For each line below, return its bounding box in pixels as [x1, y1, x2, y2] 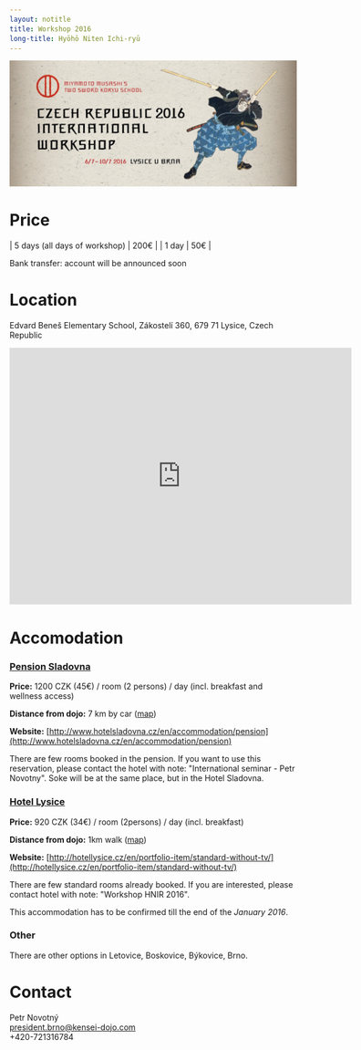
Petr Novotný [9, 1012, 59, 1023]
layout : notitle [9, 15, 71, 24]
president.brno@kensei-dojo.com [9, 1022, 137, 1033]
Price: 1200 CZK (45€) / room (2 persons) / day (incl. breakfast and [9, 681, 263, 692]
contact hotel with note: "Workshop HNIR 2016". [9, 889, 190, 899]
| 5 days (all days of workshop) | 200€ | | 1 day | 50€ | [9, 240, 211, 251]
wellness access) [9, 691, 75, 702]
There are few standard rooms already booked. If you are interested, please [9, 878, 294, 889]
